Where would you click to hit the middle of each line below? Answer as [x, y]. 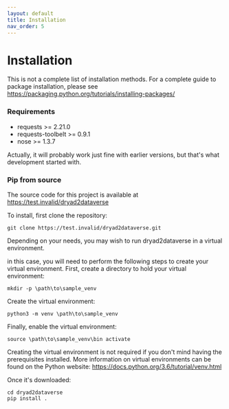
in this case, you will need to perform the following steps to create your [108, 261]
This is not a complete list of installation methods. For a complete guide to [112, 79]
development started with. [44, 162]
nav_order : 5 [26, 26]
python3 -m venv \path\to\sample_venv [63, 313]
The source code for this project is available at [73, 195]
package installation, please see [53, 87]
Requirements [31, 112]
